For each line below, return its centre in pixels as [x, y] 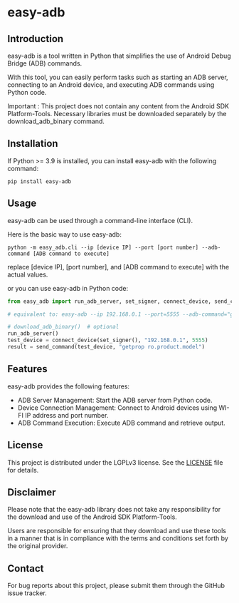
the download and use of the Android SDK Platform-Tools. [92, 517]
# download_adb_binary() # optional [63, 327]
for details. [23, 470]
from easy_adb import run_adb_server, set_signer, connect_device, [110, 301]
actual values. [28, 274]
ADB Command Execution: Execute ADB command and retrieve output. [121, 423]
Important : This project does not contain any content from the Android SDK [118, 106]
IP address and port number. [67, 415]
